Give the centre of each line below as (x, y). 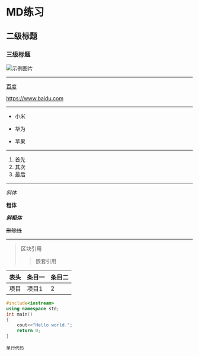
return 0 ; (29, 331)
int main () (20, 314)
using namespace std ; (33, 309)
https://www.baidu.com (35, 98)
